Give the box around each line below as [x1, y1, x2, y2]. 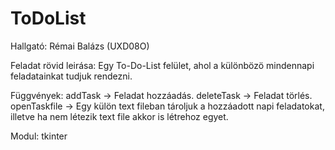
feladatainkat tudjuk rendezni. [10, 70, 133, 82]
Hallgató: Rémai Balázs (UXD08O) [10, 40, 150, 52]
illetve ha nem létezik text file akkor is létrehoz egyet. [10, 110, 229, 122]
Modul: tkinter [10, 130, 68, 142]
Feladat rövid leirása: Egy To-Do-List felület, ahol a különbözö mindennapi [10, 59, 315, 71]
